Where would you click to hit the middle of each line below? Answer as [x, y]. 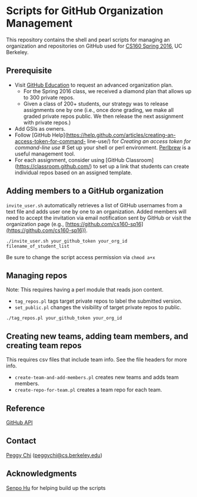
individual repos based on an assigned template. [73, 173]
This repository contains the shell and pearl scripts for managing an [88, 39]
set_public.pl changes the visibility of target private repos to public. [98, 307]
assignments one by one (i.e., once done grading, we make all [98, 110]
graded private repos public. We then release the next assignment [103, 116]
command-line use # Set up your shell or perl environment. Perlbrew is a [103, 147]
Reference [26, 408]
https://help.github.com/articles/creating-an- [121, 135]
